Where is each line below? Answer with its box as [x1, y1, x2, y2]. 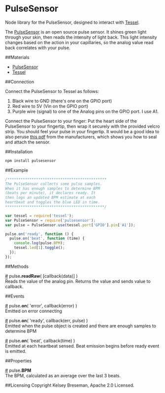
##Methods [5, 263, 29, 269]
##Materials [5, 54, 30, 60]
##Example [5, 167, 29, 173]
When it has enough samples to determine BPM [5, 186, 100, 191]
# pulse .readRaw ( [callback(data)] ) [5, 273, 78, 279]
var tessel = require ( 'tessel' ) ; [5, 213, 74, 218]
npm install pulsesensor [5, 158, 56, 163]
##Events [5, 293, 25, 299]
